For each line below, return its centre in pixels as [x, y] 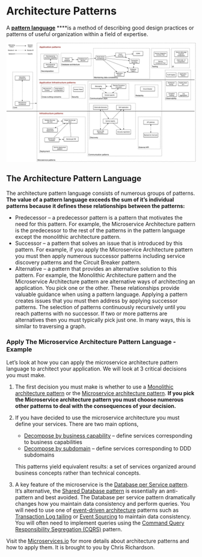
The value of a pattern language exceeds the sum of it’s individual [90, 199]
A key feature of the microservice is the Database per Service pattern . [102, 485]
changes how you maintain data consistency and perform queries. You [103, 504]
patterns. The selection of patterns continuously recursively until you [100, 307]
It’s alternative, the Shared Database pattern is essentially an [90, 491]
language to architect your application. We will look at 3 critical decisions [96, 369]
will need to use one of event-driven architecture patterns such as [97, 510]
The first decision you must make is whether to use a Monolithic [94, 387]
